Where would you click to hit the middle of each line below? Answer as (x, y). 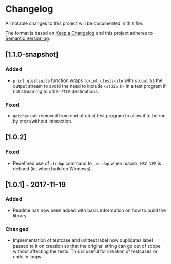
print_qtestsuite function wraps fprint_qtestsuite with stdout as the (88, 80)
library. (20, 216)
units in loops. (27, 256)
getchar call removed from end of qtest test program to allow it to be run (89, 115)
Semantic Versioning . (28, 38)
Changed (17, 229)
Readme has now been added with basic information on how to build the (89, 210)
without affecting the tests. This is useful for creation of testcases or (85, 251)
